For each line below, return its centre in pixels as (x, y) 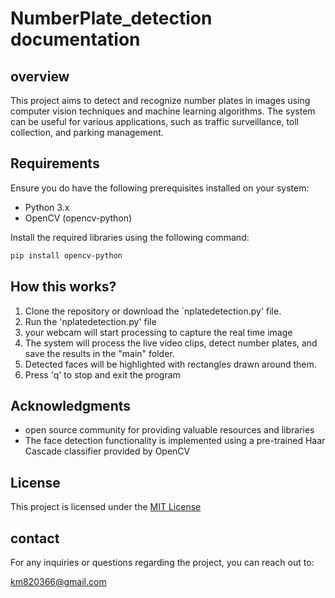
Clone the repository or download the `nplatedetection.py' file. (153, 311)
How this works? (63, 287)
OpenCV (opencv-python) (78, 218)
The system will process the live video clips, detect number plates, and (171, 343)
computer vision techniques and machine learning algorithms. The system (163, 111)
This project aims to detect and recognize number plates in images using (160, 100)
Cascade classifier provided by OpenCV (107, 451)
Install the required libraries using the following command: (130, 237)
